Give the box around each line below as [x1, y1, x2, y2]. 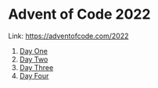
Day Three [19, 62, 54, 72]
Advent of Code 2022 [8, 5, 151, 23]
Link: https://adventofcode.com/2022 [8, 31, 129, 40]
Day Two [19, 55, 48, 64]
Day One [19, 46, 48, 55]
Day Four [19, 71, 49, 80]
